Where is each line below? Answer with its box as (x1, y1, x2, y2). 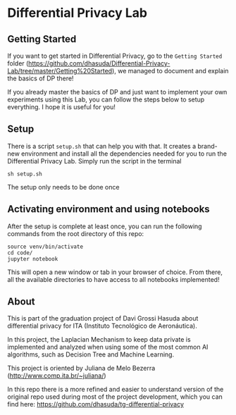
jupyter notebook (7, 255, 58, 262)
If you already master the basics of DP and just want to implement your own (7, 88, 228, 96)
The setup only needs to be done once (7, 182, 120, 191)
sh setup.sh (7, 171, 42, 178)
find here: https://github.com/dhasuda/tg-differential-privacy (7, 400, 185, 409)
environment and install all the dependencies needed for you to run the (20, 149, 228, 158)
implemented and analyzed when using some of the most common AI (7, 343, 209, 352)
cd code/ (7, 249, 33, 256)
